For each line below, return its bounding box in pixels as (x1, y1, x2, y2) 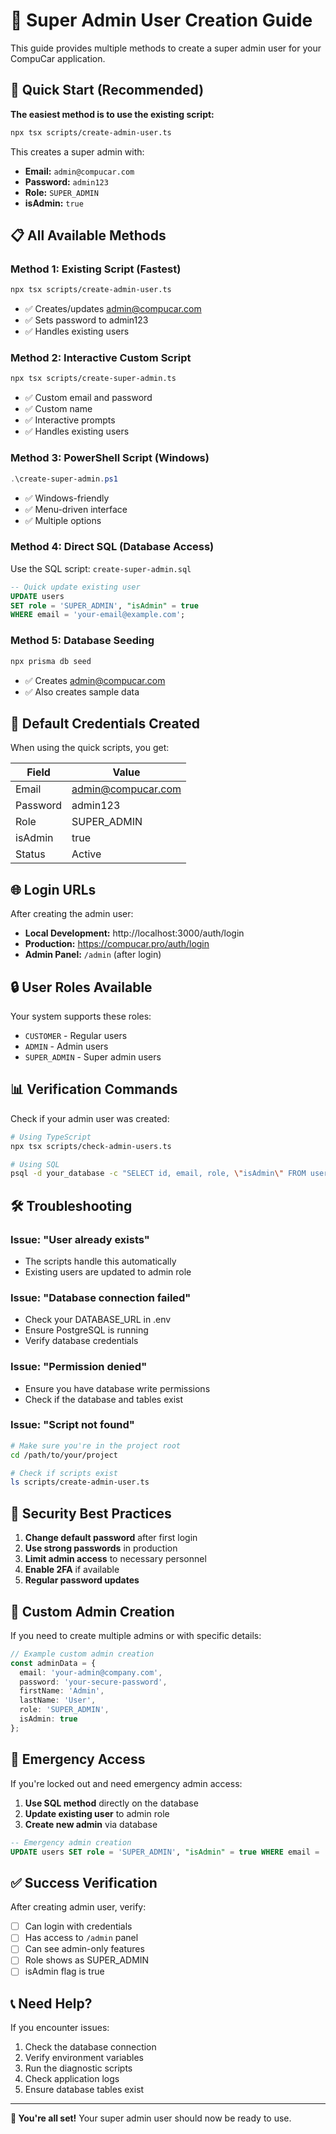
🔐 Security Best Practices (10, 1505, 172, 1522)
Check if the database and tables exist (24, 1393, 184, 1405)
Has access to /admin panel (24, 1932, 139, 1944)
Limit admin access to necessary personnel (24, 1553, 207, 1565)
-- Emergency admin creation (10, 1837, 132, 1848)
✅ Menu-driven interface (24, 503, 128, 515)
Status (15, 847, 46, 861)
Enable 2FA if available (24, 1564, 120, 1576)
